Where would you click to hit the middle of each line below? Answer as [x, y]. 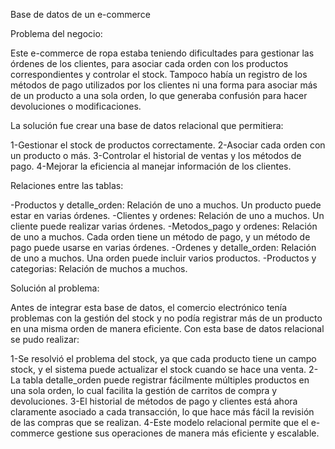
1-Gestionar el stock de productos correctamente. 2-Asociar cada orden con [168, 145]
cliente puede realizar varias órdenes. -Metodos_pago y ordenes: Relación [164, 226]
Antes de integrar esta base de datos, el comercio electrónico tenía [149, 307]
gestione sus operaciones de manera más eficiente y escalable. [188, 433]
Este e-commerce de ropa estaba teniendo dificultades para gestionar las [162, 53]
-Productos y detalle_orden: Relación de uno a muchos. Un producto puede [166, 205]
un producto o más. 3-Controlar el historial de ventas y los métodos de [156, 155]
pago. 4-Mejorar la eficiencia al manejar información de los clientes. [151, 166]
